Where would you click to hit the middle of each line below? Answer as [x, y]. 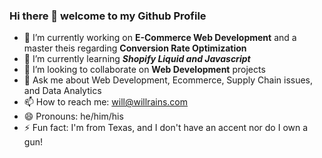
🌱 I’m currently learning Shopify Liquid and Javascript [137, 59]
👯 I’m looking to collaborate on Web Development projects [144, 70]
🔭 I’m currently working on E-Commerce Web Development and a [160, 38]
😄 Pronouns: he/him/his [73, 116]
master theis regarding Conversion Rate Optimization [135, 48]
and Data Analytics [62, 91]
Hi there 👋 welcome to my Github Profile [108, 16]
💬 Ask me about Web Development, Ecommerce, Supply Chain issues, [168, 80]
